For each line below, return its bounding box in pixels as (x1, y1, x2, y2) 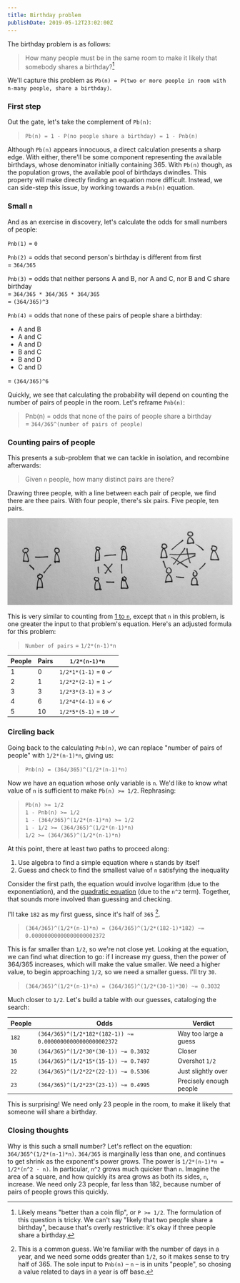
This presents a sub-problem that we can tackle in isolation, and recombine (7, 454, 230, 462)
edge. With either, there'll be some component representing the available (7, 153, 222, 162)
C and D (17, 362, 42, 371)
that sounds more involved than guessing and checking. (7, 894, 173, 903)
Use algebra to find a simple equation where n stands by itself (17, 858, 200, 866)
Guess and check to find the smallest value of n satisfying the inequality (17, 866, 230, 874)
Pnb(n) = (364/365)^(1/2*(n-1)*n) (24, 766, 128, 773)
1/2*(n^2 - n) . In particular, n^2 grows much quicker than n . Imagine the (7, 1164, 220, 1173)
